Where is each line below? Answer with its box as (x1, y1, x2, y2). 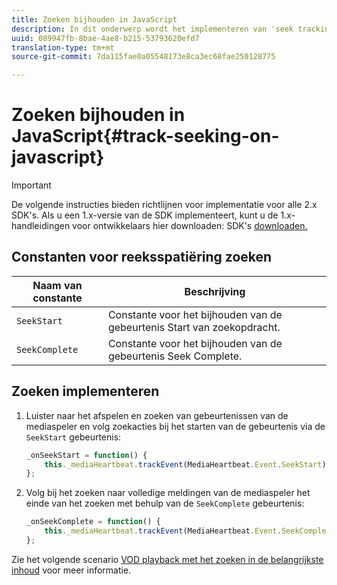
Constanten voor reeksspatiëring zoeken (11, 249, 273, 266)
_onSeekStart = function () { (25, 450, 148, 460)
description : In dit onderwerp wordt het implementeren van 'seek (11, 24, 294, 34)
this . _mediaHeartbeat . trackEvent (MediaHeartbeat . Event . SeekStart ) (44, 459, 327, 470)
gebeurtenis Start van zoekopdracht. (107, 320, 281, 334)
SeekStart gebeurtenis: (25, 431, 122, 443)
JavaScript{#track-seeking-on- (11, 125, 280, 148)
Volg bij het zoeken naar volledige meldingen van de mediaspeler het (25, 487, 311, 499)
